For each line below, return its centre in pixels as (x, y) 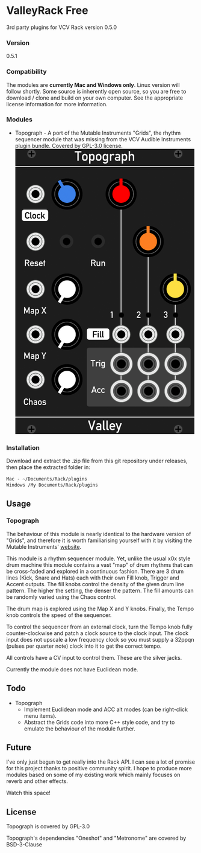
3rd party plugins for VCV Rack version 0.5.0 (62, 27)
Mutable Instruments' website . (44, 546)
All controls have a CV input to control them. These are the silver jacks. (94, 657)
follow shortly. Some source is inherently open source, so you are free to (96, 91)
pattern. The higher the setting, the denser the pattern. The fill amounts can (100, 590)
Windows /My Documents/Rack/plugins (52, 485)
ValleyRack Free (47, 11)
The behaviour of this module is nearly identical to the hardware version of (99, 534)
